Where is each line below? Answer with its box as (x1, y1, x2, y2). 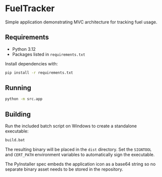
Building (5, 110, 31, 118)
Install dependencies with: (5, 60, 58, 66)
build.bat (5, 138, 25, 143)
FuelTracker (5, 3, 55, 14)
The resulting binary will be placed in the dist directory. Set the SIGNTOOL (5, 147, 152, 152)
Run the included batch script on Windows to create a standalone (5, 123, 137, 129)
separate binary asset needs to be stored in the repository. (5, 166, 123, 172)
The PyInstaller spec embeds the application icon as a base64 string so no (5, 161, 156, 167)
